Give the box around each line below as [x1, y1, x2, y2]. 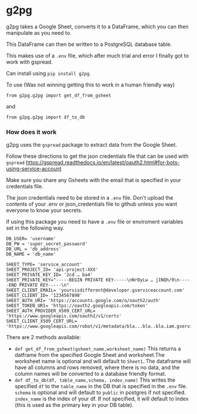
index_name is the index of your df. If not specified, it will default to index [14, 395, 189, 402]
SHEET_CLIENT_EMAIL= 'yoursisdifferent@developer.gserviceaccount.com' [6, 287, 185, 293]
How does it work [6, 128, 57, 136]
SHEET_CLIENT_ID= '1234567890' [6, 293, 83, 299]
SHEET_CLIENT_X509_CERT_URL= [6, 319, 77, 324]
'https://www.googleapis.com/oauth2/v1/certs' [6, 313, 122, 319]
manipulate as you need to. [6, 29, 72, 36]
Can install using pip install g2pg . [6, 69, 91, 77]
